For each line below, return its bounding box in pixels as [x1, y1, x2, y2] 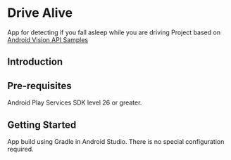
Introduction [7, 56, 63, 68]
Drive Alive [7, 5, 73, 21]
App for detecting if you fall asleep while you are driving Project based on [7, 28, 220, 36]
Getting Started [7, 119, 77, 131]
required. [7, 145, 34, 153]
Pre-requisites [7, 79, 72, 92]
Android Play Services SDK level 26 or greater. [7, 98, 142, 107]
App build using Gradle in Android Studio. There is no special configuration [7, 137, 225, 145]
